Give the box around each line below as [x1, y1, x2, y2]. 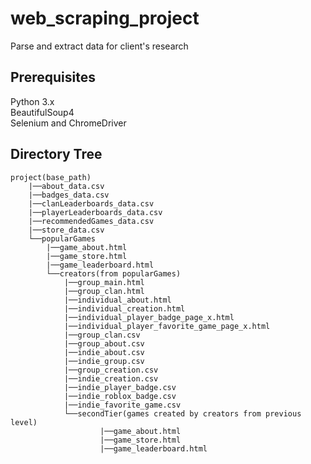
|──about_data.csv [28, 181, 105, 191]
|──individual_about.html [63, 295, 172, 305]
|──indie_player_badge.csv [63, 382, 177, 392]
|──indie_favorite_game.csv [63, 400, 182, 410]
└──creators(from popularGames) [46, 268, 182, 279]
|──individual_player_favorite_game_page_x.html [63, 321, 271, 331]
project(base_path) [10, 172, 92, 182]
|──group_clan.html [63, 286, 145, 296]
